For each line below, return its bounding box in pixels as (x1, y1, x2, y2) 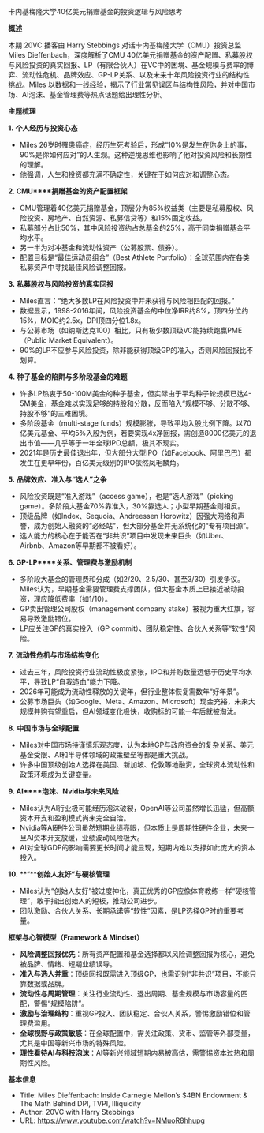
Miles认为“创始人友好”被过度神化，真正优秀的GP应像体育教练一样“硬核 (19, 887, 250, 895)
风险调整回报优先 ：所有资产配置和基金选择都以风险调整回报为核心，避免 (19, 950, 255, 959)
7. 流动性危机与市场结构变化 (8, 651, 99, 659)
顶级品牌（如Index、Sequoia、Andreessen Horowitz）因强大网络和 (19, 512, 238, 520)
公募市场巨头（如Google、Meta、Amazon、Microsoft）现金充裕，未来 (19, 697, 248, 706)
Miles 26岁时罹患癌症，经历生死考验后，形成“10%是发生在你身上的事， (19, 141, 251, 149)
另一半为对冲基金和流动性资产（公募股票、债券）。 (19, 243, 183, 252)
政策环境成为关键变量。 (19, 770, 96, 779)
